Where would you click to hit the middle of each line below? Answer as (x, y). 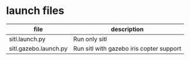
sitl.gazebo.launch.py (38, 48)
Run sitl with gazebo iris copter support (127, 48)
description (127, 29)
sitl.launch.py (27, 39)
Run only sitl (90, 39)
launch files (35, 11)
